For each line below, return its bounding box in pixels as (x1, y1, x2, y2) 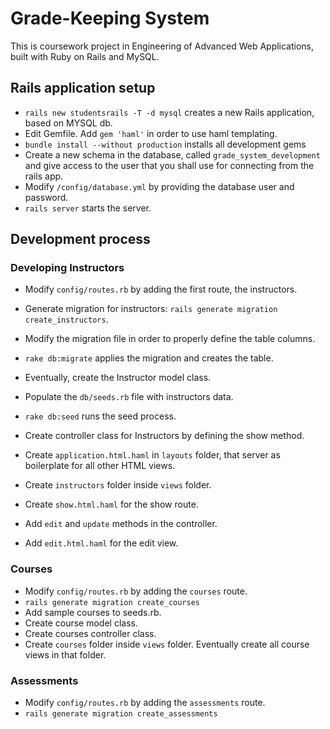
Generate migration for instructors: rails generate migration (24, 303, 278, 315)
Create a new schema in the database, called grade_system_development (24, 148, 321, 161)
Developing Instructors (10, 261, 125, 275)
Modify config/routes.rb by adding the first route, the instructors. (24, 283, 298, 296)
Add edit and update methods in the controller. (24, 518, 218, 530)
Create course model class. (24, 617, 138, 629)
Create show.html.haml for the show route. (24, 498, 199, 511)
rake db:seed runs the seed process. (24, 410, 177, 422)
